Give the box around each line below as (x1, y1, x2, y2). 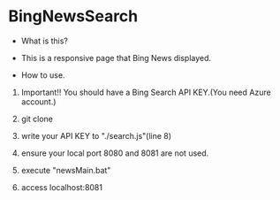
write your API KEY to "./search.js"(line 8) (20, 130, 172, 141)
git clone (20, 113, 54, 124)
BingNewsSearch (8, 6, 139, 27)
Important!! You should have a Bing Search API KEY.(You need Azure (20, 87, 271, 97)
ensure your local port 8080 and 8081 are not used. (20, 148, 209, 158)
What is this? (20, 35, 68, 46)
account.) (20, 96, 57, 107)
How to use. (20, 69, 65, 81)
